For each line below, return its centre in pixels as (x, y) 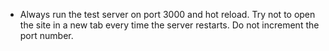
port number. (46, 35)
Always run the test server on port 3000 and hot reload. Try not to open (167, 14)
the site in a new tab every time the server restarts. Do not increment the (169, 25)
